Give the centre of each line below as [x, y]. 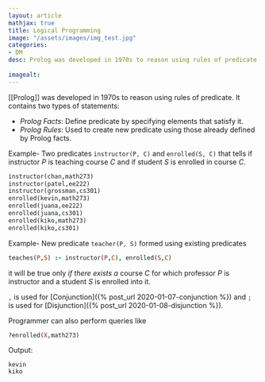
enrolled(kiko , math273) [48, 220]
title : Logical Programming [55, 30]
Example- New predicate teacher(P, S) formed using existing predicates [128, 243]
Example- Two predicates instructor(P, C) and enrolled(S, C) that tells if [130, 153]
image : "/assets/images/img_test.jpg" [72, 38]
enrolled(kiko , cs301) [44, 228]
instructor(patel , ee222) [49, 183]
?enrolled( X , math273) [44, 335]
